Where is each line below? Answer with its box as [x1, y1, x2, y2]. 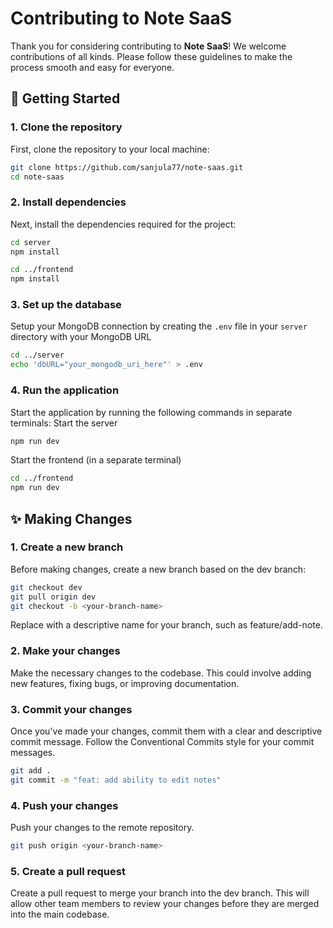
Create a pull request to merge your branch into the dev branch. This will [10, 887, 310, 899]
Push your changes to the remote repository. [10, 822, 195, 834]
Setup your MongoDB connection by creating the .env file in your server [10, 320, 308, 332]
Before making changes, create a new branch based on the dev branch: [10, 563, 307, 575]
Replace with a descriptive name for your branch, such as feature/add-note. [10, 619, 323, 631]
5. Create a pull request [10, 864, 126, 878]
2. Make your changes [10, 644, 121, 658]
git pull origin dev [10, 592, 97, 602]
